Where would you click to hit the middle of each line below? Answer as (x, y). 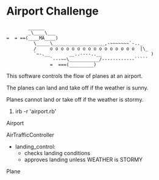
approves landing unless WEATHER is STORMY (83, 159)
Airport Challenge (52, 11)
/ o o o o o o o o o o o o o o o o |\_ (91, 49)
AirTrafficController (30, 134)
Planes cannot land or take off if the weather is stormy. (75, 99)
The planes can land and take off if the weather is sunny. (78, 88)
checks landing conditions (57, 153)
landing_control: (35, 147)
